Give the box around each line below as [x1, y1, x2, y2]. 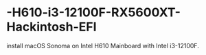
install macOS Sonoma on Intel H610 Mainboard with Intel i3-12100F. [6, 41, 200, 50]
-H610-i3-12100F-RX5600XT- [6, 5, 181, 20]
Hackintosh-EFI [6, 19, 97, 35]
